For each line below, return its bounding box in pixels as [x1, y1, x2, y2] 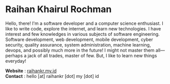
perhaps [5, 52, 23, 59]
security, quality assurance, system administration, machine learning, [5, 41, 151, 48]
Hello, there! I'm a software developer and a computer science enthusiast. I [5, 20, 163, 26]
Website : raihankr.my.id [5, 67, 57, 74]
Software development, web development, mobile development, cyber [5, 36, 153, 43]
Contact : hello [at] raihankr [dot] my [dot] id [5, 73, 100, 79]
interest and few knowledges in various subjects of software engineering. [5, 31, 160, 37]
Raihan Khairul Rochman [5, 4, 112, 15]
